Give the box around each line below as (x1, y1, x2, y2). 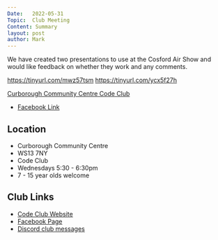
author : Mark (7, 36, 45, 43)
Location (7, 123, 47, 135)
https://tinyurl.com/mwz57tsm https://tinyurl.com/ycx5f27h (7, 76, 178, 84)
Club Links (7, 191, 54, 203)
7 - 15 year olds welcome (17, 171, 90, 179)
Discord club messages (17, 224, 86, 233)
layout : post (7, 29, 45, 37)
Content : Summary (7, 23, 58, 30)
